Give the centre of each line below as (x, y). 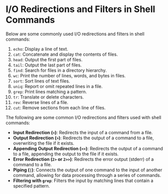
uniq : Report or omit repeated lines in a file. (58, 86)
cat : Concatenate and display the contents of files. (65, 54)
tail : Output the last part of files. (47, 65)
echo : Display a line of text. (40, 49)
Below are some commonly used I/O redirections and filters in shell (75, 34)
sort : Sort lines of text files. (41, 81)
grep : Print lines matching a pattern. (50, 91)
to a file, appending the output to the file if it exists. (66, 154)
